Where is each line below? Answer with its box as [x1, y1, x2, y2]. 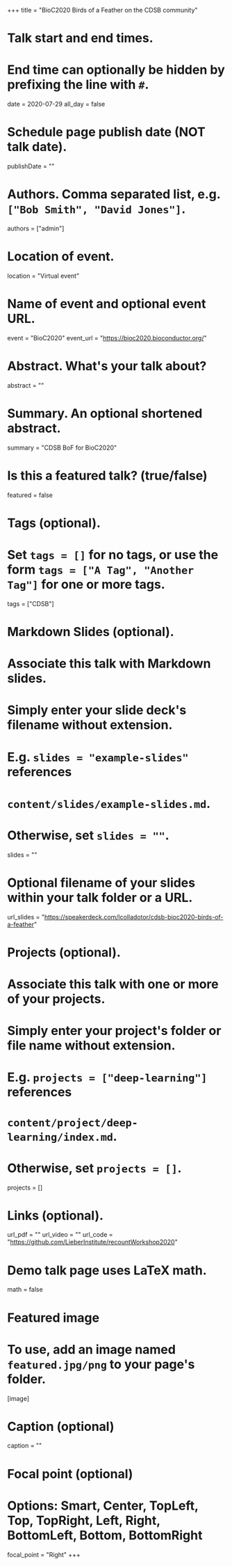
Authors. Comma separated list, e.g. [7, 187, 221, 203]
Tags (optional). [7, 515, 101, 531]
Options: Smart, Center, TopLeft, [7, 1498, 199, 1513]
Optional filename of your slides [7, 875, 196, 890]
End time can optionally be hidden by [7, 62, 225, 78]
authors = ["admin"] [7, 224, 65, 232]
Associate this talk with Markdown [7, 656, 211, 672]
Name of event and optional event [7, 296, 206, 312]
